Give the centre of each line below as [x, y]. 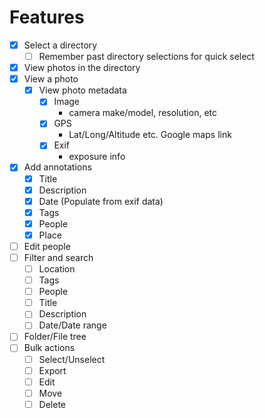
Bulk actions [49, 348]
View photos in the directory [82, 68]
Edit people [47, 246]
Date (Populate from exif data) [101, 201]
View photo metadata [82, 90]
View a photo [51, 79]
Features [47, 17]
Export [52, 370]
